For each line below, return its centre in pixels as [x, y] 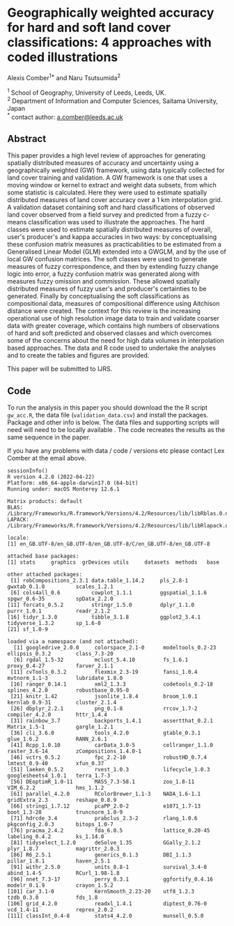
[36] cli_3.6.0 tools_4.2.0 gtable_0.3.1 [105, 733]
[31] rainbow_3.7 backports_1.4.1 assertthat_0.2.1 [112, 721]
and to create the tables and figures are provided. [78, 355]
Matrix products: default [45, 502]
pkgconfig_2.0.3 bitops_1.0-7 [60, 825]
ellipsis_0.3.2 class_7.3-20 [60, 654]
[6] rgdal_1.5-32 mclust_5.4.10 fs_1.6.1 [101, 660]
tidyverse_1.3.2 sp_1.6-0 [54, 624]
